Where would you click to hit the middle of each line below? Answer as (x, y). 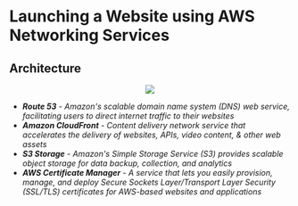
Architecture (46, 68)
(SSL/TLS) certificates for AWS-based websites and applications (142, 192)
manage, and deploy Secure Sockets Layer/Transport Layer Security (149, 182)
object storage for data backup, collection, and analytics (127, 163)
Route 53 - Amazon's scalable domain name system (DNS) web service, (156, 106)
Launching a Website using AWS (132, 16)
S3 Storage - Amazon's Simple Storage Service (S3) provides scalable (153, 154)
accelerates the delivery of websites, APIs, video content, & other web (151, 135)
